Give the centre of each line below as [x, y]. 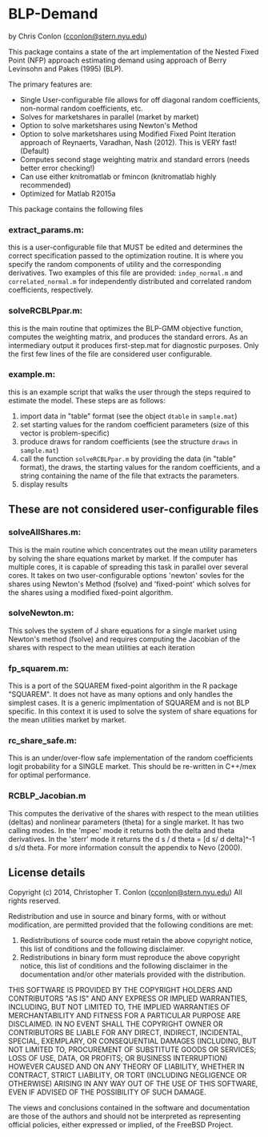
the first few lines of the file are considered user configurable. [110, 354]
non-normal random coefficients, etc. [82, 108]
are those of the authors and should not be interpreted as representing [125, 1116]
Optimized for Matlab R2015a [68, 193]
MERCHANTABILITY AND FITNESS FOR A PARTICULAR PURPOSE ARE [125, 1015]
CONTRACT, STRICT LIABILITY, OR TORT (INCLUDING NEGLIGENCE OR [128, 1074]
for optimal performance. [50, 775]
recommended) [45, 184]
